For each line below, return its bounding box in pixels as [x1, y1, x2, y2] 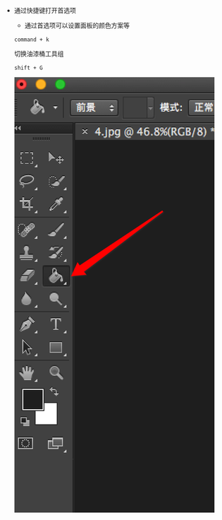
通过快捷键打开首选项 [13, 6, 76, 14]
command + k [13, 36, 49, 43]
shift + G [13, 64, 44, 71]
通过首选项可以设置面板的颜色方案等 [24, 21, 130, 30]
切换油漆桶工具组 [13, 49, 64, 58]
